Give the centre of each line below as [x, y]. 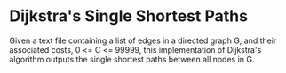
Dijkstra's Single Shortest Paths [129, 16]
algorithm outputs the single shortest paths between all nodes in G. [132, 59]
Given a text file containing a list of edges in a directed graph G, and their [143, 40]
